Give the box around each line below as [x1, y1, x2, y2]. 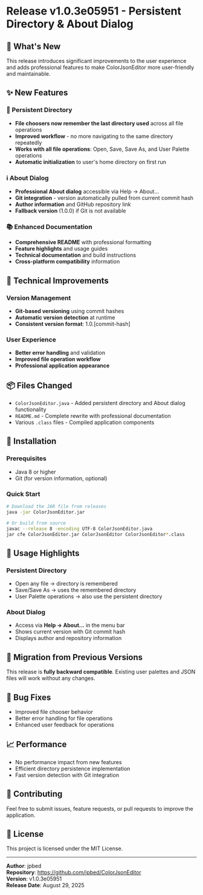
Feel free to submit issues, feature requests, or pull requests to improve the [6, 805, 193, 812]
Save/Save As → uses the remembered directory [14, 586, 137, 594]
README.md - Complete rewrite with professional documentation [14, 412, 171, 420]
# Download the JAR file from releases [6, 504, 107, 510]
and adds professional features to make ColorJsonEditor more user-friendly [6, 64, 195, 71]
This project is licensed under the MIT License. [6, 845, 123, 852]
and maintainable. [6, 70, 51, 77]
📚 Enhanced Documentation [6, 222, 92, 231]
